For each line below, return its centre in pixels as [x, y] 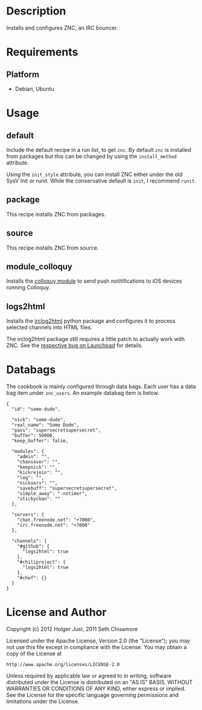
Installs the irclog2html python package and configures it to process [91, 321]
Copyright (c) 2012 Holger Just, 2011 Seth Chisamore [72, 629]
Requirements [42, 52]
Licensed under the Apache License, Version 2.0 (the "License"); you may [98, 641]
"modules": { [28, 451]
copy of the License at [34, 654]
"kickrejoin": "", [40, 473]
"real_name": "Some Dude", [46, 425]
